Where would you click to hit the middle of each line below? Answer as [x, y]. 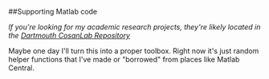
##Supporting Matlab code [53, 12]
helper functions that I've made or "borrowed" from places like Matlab [124, 59]
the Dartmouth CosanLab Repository [69, 36]
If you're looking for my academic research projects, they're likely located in [134, 27]
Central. [21, 68]
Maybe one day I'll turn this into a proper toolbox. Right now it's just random [134, 51]
